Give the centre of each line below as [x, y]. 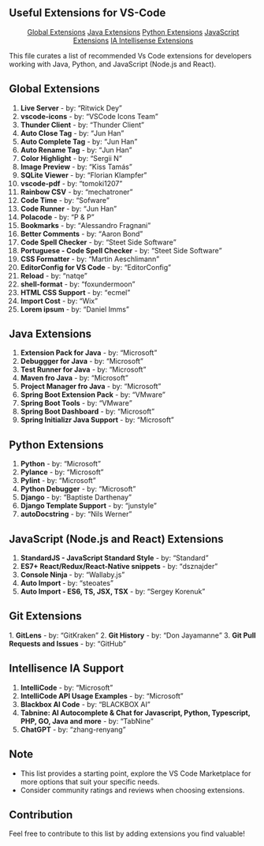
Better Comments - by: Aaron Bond [80, 234]
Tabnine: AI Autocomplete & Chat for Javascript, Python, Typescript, [135, 713]
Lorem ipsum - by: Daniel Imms [73, 309]
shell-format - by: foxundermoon [76, 284]
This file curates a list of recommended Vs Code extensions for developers [130, 55]
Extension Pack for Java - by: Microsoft [87, 353]
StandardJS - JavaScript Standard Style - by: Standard [113, 558]
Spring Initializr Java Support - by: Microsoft [96, 420]
